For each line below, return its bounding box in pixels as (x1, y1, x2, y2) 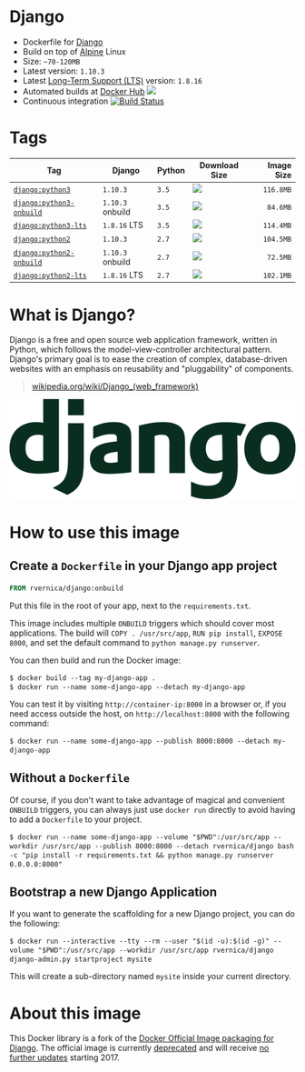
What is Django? (9, 305, 136, 325)
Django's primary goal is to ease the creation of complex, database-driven (9, 354, 288, 365)
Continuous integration (22, 95, 109, 106)
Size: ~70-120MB (22, 55, 81, 66)
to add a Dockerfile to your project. (9, 814, 143, 825)
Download (199, 160, 239, 171)
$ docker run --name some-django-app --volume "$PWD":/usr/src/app (9, 832, 271, 842)
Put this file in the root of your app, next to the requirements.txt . (9, 600, 251, 611)
